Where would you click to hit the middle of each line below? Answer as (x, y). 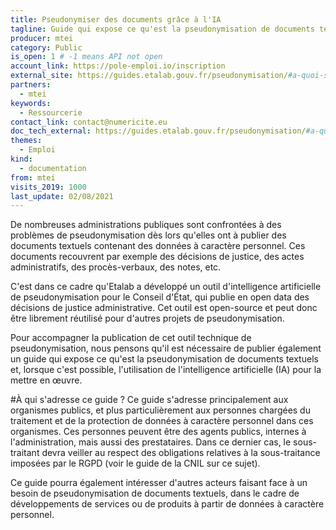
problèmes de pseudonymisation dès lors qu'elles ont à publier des (148, 235)
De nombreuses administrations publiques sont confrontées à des (146, 225)
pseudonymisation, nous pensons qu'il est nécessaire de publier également (166, 348)
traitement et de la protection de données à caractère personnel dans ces (162, 421)
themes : (26, 141)
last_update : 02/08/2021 (62, 196)
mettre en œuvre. (46, 380)
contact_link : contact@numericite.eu (89, 122)
